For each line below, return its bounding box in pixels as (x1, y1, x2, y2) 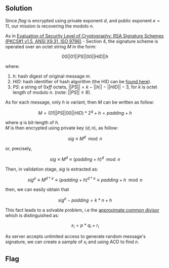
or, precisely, (5, 146, 32, 152)
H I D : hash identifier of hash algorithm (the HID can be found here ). (12, 78, 152, 84)
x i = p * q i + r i (71, 222, 99, 229)
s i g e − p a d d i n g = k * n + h (58, 196, 112, 204)
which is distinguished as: (5, 213, 59, 219)
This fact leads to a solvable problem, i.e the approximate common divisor (5, 207, 159, 213)
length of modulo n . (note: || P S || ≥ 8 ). (12, 89, 92, 95)
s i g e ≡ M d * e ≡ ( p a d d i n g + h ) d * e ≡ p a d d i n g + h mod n (27, 176, 143, 183)
